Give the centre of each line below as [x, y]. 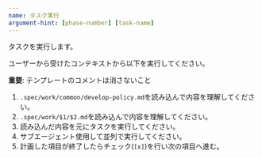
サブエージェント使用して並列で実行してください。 [103, 136]
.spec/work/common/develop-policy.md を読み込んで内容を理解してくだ [134, 96]
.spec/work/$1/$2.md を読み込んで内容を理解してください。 [116, 116]
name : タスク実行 [34, 15]
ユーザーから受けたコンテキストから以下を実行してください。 [109, 63]
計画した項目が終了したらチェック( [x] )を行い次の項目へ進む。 [121, 146]
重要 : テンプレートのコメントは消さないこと [80, 80]
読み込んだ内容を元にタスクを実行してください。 [100, 126]
